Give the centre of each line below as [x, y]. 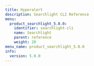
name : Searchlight [33, 33]
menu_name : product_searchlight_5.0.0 [45, 47]
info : [11, 51]
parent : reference [33, 38]
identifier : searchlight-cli [44, 28]
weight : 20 [25, 42]
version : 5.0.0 [25, 56]
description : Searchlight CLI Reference [47, 14]
